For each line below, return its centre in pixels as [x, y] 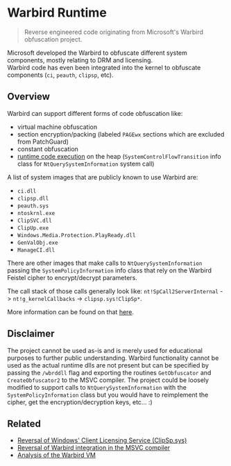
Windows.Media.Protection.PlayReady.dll [76, 235]
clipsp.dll [33, 198]
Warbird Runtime [57, 13]
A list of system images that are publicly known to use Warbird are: [103, 177]
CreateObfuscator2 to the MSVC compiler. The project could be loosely [108, 380]
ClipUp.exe [33, 228]
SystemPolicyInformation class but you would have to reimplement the [108, 395]
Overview [29, 97]
